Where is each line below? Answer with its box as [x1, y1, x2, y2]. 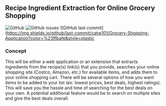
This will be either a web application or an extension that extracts [5, 59, 138, 65]
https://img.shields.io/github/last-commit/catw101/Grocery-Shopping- [6, 30, 150, 36]
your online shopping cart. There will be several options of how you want [5, 74, 154, 80]
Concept [5, 47, 26, 54]
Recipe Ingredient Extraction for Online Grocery [5, 4, 155, 12]
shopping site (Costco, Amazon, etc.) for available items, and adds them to [5, 69, 158, 75]
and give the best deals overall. [5, 96, 69, 102]
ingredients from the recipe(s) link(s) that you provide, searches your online [5, 64, 160, 70]
